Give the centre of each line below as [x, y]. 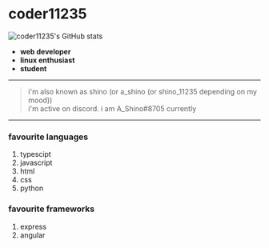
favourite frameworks [51, 209]
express [33, 226]
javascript [36, 163]
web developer [45, 51]
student [33, 68]
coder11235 [48, 14]
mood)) [40, 100]
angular [32, 235]
